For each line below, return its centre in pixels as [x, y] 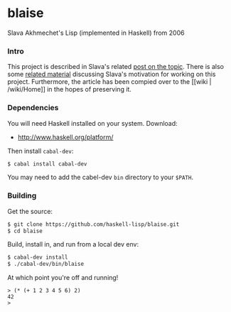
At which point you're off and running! [63, 278]
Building [22, 195]
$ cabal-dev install [38, 257]
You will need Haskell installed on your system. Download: [92, 123]
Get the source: [30, 211]
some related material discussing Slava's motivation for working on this [112, 74]
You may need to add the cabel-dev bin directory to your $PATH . [101, 177]
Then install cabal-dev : [41, 151]
